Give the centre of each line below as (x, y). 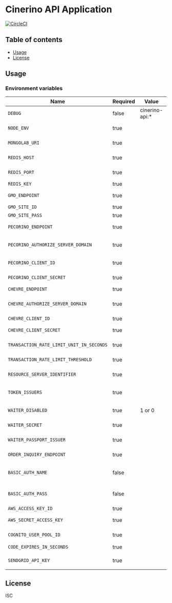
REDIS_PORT (21, 172)
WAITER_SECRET (25, 425)
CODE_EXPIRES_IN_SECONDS (38, 547)
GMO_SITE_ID (23, 207)
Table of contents (34, 40)
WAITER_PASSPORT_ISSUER (37, 440)
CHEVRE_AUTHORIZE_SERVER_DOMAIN (47, 304)
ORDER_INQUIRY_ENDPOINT (37, 455)
